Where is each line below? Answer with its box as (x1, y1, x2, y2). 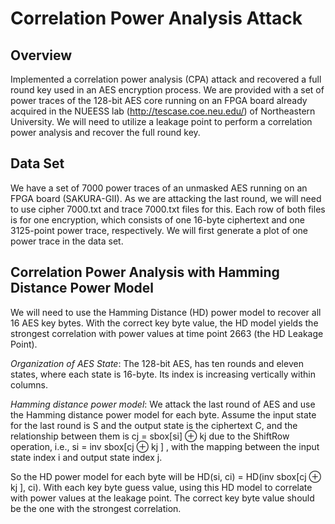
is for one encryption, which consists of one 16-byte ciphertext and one (10, 213, 305, 226)
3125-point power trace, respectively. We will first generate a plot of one (10, 224, 309, 236)
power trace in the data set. (10, 235, 124, 247)
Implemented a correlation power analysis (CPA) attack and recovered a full (10, 73, 322, 85)
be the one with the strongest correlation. (10, 502, 182, 514)
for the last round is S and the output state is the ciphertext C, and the (10, 419, 298, 431)
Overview (10, 47, 73, 64)
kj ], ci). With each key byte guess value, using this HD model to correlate (10, 481, 313, 493)
